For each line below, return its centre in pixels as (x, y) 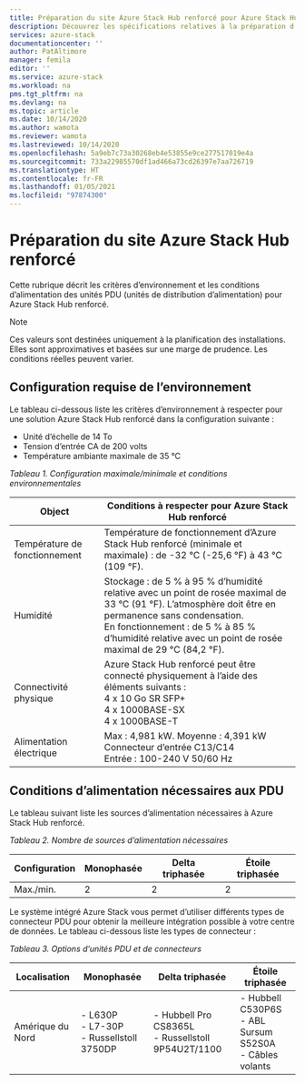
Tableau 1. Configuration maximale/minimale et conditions (118, 473)
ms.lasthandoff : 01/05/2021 (63, 187)
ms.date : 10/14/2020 (49, 119)
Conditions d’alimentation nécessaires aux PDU (147, 791)
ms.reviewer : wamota (49, 136)
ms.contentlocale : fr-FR (56, 178)
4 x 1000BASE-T (141, 721)
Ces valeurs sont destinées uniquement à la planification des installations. (148, 339)
